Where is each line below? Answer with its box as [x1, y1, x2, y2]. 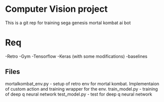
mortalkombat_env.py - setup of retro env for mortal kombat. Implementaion [5, 80, 160, 87]
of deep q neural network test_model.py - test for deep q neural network [5, 91, 153, 97]
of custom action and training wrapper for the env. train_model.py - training [5, 86, 158, 92]
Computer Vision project [5, 3, 108, 15]
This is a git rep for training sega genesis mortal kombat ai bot [5, 20, 131, 26]
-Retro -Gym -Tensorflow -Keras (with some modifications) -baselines [5, 53, 148, 59]
